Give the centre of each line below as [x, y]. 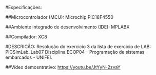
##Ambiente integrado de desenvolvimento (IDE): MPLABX [67, 27]
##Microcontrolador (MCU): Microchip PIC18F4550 [60, 17]
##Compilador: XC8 [26, 37]
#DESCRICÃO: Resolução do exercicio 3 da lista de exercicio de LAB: [78, 47]
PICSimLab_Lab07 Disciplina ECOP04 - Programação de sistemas [75, 52]
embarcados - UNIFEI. [29, 57]
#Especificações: [24, 7]
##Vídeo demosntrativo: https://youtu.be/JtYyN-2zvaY [63, 67]
